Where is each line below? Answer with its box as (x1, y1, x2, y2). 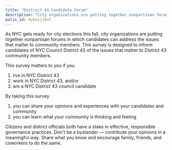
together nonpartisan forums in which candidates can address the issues (5, 36, 160, 42)
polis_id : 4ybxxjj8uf (5, 17, 52, 22)
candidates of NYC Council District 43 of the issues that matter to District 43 (5, 47, 167, 54)
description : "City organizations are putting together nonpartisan (5, 12, 155, 17)
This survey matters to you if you (5, 62, 75, 69)
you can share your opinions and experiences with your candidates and (12, 103, 164, 109)
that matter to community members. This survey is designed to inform (5, 42, 153, 48)
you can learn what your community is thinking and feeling (12, 114, 137, 120)
